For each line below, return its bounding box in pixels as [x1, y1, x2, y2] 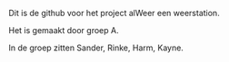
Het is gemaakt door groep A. [8, 25, 119, 35]
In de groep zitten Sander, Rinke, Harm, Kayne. [8, 42, 184, 53]
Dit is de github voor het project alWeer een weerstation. [8, 8, 220, 18]
